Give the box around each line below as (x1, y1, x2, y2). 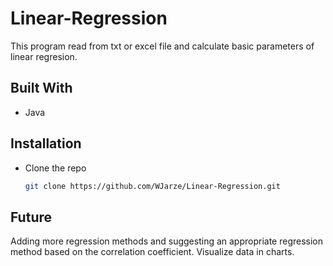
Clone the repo (24, 162, 87, 174)
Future (10, 208, 53, 226)
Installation (10, 135, 82, 152)
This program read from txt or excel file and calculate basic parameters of (10, 40, 315, 52)
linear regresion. (10, 50, 78, 62)
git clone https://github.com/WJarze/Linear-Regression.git (24, 181, 281, 191)
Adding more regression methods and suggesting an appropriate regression (10, 235, 324, 247)
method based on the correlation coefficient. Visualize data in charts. (10, 246, 295, 258)
